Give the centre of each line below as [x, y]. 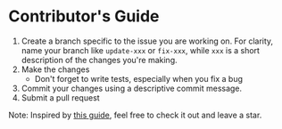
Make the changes [55, 69]
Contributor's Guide [84, 16]
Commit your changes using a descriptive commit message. [132, 88]
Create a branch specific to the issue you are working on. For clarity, [147, 41]
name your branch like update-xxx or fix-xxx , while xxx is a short [141, 50]
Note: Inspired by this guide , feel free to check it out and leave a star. [135, 115]
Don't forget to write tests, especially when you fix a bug [138, 78]
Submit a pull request [60, 97]
